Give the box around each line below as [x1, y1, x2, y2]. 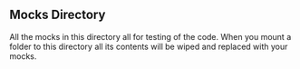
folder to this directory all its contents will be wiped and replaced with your [9, 41, 288, 52]
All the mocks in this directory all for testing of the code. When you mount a [9, 31, 292, 42]
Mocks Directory [9, 7, 106, 23]
